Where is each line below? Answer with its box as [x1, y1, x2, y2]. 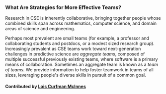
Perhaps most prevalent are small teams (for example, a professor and [5, 35, 150, 41]
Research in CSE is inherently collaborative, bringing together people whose [5, 15, 161, 21]
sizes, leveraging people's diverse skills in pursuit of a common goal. [5, 72, 146, 78]
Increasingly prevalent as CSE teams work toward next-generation [5, 46, 141, 52]
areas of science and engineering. [5, 26, 76, 32]
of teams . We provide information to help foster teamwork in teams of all [5, 67, 154, 73]
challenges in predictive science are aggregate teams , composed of [5, 51, 145, 57]
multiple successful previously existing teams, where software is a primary [5, 56, 158, 62]
